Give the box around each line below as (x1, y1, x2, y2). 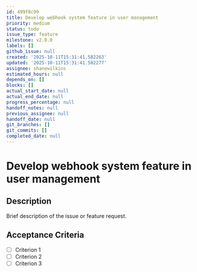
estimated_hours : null (6, 71, 64, 77)
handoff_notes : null (6, 104, 59, 111)
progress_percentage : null (6, 99, 75, 105)
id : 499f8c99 (6, 8, 39, 15)
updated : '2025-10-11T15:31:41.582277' (6, 59, 107, 66)
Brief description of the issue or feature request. (6, 212, 127, 219)
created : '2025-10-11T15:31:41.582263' (6, 54, 107, 60)
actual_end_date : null (6, 93, 64, 100)
